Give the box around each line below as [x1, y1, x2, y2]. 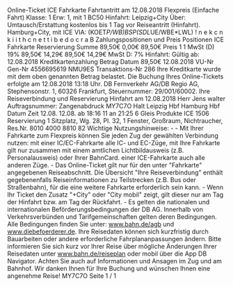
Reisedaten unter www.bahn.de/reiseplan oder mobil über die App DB [7, 249, 207, 258]
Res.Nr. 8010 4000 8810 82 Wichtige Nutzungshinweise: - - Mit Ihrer [7, 124, 204, 132]
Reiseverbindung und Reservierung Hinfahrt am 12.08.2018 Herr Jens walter [7, 95, 226, 103]
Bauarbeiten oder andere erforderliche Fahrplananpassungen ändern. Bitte [7, 235, 222, 243]
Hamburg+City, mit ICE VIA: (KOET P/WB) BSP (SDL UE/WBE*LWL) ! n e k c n [7, 28, 223, 36]
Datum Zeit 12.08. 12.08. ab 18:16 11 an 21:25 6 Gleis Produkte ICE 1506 [7, 109, 210, 117]
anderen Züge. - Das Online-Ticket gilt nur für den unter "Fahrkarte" [7, 161, 202, 169]
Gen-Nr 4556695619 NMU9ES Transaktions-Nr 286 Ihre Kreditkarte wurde [7, 65, 221, 73]
